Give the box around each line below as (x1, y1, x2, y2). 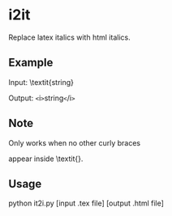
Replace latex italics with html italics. (8, 32, 131, 42)
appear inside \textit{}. (8, 154, 84, 163)
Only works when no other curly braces (8, 138, 140, 147)
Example (8, 56, 54, 70)
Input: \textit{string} (8, 77, 75, 87)
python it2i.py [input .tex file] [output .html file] (8, 198, 165, 208)
